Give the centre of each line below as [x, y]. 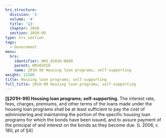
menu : [11, 51]
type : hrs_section [24, 38]
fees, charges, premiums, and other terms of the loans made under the [79, 103]
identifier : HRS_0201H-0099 [44, 61]
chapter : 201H [24, 28]
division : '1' [24, 14]
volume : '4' [22, 19]
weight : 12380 [20, 75]
